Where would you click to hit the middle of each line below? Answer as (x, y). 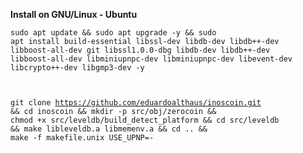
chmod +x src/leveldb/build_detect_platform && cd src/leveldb (145, 120)
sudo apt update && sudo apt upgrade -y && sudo (113, 33)
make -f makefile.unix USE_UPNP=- (82, 138)
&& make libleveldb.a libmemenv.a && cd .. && (109, 129)
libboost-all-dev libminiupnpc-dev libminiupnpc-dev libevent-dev (151, 59)
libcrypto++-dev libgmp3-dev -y (77, 68)
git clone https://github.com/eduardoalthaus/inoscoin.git (136, 103)
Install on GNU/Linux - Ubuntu (74, 14)
